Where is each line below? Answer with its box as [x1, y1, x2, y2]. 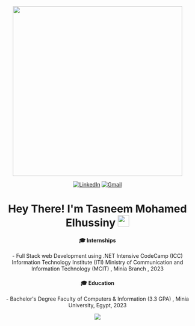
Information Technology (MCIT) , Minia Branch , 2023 [31, 265, 164, 272]
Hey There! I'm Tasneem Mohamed [8, 202, 187, 216]
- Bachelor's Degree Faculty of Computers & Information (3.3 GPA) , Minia [6, 295, 189, 302]
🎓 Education [80, 279, 115, 286]
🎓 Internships [79, 237, 116, 244]
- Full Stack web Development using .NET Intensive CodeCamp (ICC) [12, 252, 183, 260]
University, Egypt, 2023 [68, 301, 127, 308]
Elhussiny [65, 216, 116, 230]
